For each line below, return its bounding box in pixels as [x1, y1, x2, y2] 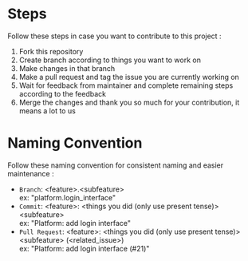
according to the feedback [18, 89, 107, 98]
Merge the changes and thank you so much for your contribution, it [18, 97, 240, 107]
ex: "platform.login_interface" [18, 192, 116, 202]
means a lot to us [18, 105, 77, 116]
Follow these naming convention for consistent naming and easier [7, 160, 224, 170]
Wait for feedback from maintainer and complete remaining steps [18, 81, 234, 90]
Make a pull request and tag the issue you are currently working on [18, 72, 240, 81]
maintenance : [7, 168, 54, 178]
